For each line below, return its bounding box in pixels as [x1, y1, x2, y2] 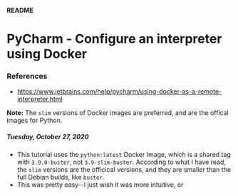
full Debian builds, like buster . [16, 173, 105, 182]
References [6, 71, 48, 81]
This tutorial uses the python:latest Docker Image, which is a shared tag [16, 151, 231, 159]
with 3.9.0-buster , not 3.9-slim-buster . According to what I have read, [16, 158, 226, 166]
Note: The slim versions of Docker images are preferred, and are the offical [6, 109, 229, 117]
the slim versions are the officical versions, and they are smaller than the [16, 165, 232, 174]
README [6, 6, 33, 14]
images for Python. [6, 116, 63, 125]
